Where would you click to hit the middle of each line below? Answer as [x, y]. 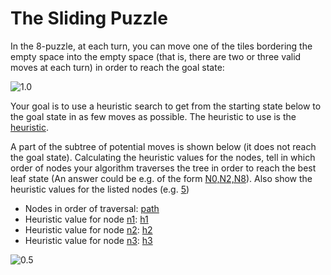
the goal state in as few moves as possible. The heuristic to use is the [153, 116]
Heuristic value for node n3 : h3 [88, 240]
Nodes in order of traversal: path [92, 208]
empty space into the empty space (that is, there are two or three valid [156, 56]
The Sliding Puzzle [89, 18]
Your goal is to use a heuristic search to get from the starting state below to [166, 106]
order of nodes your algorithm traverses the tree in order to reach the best [163, 168]
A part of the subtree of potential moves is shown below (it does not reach [163, 146]
